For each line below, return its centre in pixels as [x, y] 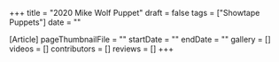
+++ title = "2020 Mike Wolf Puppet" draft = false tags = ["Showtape [135, 13]
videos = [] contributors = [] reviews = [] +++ [92, 49]
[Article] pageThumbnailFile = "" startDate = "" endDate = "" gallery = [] [140, 39]
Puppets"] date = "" [45, 22]
